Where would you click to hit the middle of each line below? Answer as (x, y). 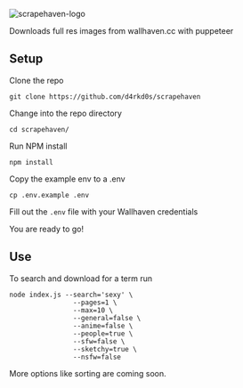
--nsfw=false (97, 357)
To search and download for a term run (81, 278)
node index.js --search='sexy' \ (71, 295)
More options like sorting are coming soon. (88, 373)
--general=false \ (107, 318)
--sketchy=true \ (105, 349)
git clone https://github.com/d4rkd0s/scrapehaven (105, 97)
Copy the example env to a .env (68, 179)
